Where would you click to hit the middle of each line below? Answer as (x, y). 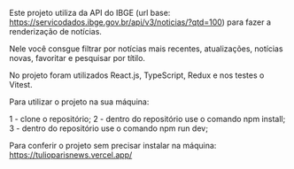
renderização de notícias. (55, 31)
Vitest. (21, 84)
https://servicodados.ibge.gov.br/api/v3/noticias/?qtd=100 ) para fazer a (140, 22)
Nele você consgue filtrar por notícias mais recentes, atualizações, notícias (146, 49)
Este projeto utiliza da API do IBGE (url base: (90, 13)
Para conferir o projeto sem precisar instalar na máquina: (113, 146)
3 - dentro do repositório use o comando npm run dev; (108, 128)
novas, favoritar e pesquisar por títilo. (77, 58)
